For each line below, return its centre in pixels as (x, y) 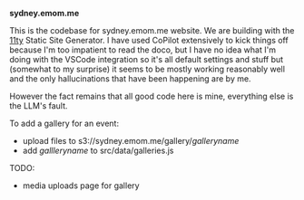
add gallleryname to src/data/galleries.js (98, 150)
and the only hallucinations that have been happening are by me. (130, 79)
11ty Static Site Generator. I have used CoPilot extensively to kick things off (149, 40)
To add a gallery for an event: (64, 123)
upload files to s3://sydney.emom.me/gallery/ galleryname (131, 141)
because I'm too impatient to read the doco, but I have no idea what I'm (143, 50)
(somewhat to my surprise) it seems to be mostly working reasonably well (147, 69)
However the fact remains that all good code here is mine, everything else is (152, 96)
